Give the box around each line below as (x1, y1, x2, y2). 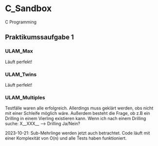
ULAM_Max (5, 48, 33, 55)
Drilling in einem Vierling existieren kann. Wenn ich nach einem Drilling (5, 115, 146, 122)
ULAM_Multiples (5, 94, 45, 101)
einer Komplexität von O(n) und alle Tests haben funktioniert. (5, 135, 127, 141)
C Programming (5, 19, 37, 25)
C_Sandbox (5, 3, 52, 14)
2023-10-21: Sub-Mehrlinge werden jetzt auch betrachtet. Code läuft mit (5, 130, 150, 136)
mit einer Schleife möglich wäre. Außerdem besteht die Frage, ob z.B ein (5, 110, 150, 116)
